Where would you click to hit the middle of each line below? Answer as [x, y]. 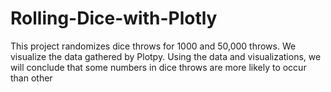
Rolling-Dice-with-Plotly [114, 18]
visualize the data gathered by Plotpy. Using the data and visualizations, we [166, 56]
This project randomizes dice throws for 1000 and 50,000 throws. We [153, 46]
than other [31, 78]
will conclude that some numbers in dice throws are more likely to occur [158, 67]
